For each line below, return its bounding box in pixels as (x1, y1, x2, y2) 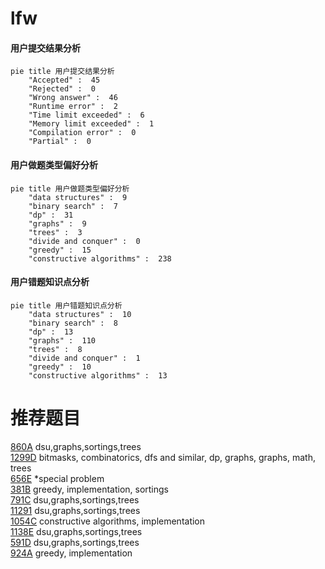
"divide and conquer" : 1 (28, 353, 141, 363)
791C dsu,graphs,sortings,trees (10, 493, 140, 506)
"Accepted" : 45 (28, 75, 101, 86)
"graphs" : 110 (28, 335, 97, 346)
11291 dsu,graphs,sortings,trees (10, 504, 141, 516)
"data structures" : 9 (28, 192, 128, 202)
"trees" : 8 (28, 344, 83, 354)
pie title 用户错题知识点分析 (10, 300, 123, 311)
